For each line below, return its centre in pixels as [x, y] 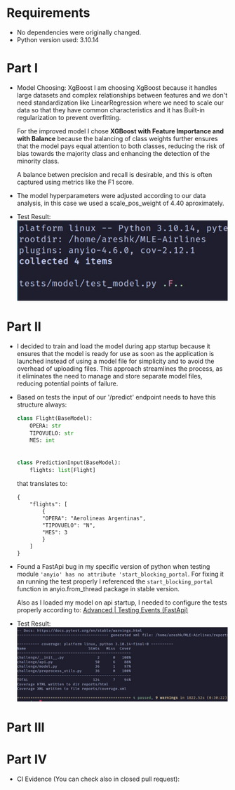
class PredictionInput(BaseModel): [69, 463]
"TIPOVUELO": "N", [69, 525]
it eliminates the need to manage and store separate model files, [109, 376]
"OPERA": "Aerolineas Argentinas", [94, 518]
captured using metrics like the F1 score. [75, 182]
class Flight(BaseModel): [54, 418]
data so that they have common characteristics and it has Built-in [110, 110]
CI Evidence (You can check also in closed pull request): [98, 779]
